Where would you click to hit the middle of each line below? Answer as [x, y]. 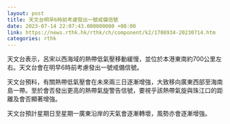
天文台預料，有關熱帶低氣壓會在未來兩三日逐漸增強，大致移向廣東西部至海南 [115, 82]
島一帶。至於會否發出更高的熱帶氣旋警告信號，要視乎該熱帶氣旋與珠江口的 [112, 91]
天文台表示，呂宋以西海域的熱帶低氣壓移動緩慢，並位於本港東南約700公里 [112, 59]
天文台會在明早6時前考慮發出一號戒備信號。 [81, 67]
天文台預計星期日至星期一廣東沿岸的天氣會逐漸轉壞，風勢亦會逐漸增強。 [109, 114]
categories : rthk [32, 39]
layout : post [26, 13]
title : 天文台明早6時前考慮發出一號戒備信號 [63, 20]
